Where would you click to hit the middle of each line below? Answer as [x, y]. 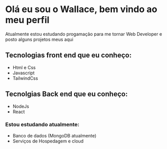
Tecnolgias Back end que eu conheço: [67, 94]
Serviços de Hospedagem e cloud [48, 141]
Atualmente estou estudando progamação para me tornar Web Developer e [84, 34]
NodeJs [21, 106]
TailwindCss [25, 78]
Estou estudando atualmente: [42, 125]
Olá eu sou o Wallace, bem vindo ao [81, 9]
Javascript [24, 73]
